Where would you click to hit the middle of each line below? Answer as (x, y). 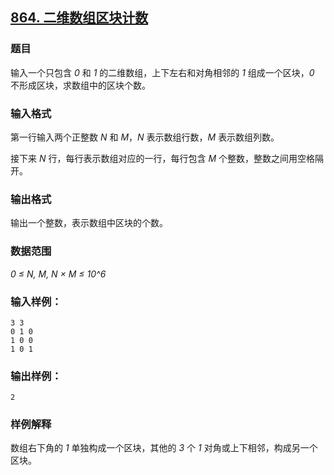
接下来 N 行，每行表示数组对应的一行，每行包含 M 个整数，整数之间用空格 (162, 158)
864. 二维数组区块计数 (79, 18)
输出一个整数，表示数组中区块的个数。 (89, 223)
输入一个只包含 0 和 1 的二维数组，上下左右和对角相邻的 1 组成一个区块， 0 (162, 72)
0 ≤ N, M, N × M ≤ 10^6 (58, 274)
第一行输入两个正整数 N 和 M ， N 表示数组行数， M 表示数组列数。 (145, 137)
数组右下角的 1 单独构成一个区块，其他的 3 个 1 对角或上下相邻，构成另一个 (164, 448)
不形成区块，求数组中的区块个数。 (80, 85)
